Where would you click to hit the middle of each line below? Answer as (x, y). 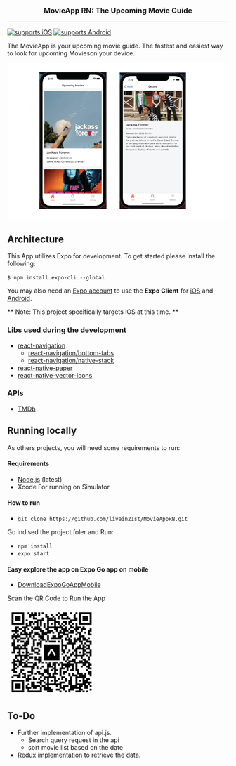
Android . (20, 298)
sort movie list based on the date (76, 748)
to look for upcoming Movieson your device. (71, 53)
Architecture (36, 239)
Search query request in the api (73, 740)
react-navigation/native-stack (71, 360)
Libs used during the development (67, 330)
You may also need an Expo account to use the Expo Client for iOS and (110, 291)
